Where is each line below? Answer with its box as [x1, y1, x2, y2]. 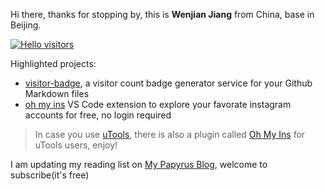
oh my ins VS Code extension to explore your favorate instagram [24, 99, 292, 110]
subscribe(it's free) [10, 169, 90, 181]
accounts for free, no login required [24, 109, 172, 121]
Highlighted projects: [10, 58, 97, 69]
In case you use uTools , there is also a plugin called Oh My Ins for [34, 129, 306, 140]
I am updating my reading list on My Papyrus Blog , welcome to [10, 159, 268, 170]
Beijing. [10, 19, 42, 31]
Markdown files [24, 88, 90, 99]
